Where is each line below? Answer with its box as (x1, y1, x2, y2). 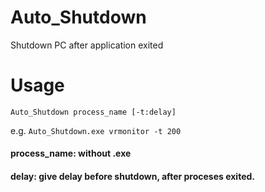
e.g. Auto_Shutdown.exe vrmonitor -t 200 (10, 124, 182, 136)
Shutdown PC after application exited (10, 39, 164, 51)
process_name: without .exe (10, 147, 132, 160)
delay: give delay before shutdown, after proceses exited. (10, 171, 255, 183)
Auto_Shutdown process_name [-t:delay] (10, 107, 177, 117)
